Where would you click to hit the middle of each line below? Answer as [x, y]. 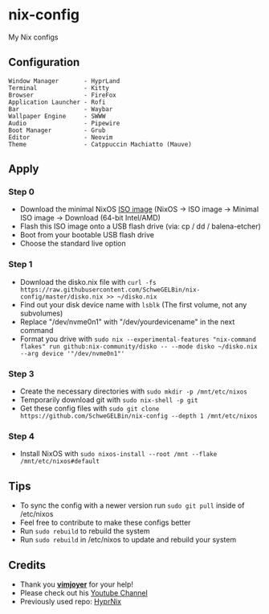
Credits [27, 565]
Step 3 [21, 373]
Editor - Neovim [61, 137]
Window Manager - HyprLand [64, 81]
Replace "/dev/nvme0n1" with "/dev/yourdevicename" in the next [127, 321]
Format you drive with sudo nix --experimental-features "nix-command [138, 339]
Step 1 [20, 265]
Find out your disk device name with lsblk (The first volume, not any [133, 304]
